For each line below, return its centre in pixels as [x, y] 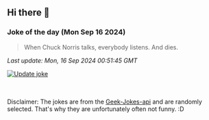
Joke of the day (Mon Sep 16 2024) [66, 32]
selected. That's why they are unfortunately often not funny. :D [96, 109]
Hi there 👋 [28, 13]
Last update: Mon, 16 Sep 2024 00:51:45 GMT [72, 60]
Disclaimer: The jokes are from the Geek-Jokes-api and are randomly [104, 101]
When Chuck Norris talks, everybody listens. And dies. [101, 47]
